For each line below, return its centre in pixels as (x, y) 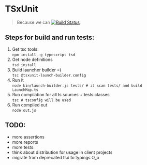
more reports (25, 142)
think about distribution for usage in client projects (62, 152)
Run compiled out (29, 105)
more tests (23, 147)
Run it (18, 80)
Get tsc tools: (25, 49)
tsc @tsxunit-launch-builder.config (49, 75)
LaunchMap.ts (25, 90)
